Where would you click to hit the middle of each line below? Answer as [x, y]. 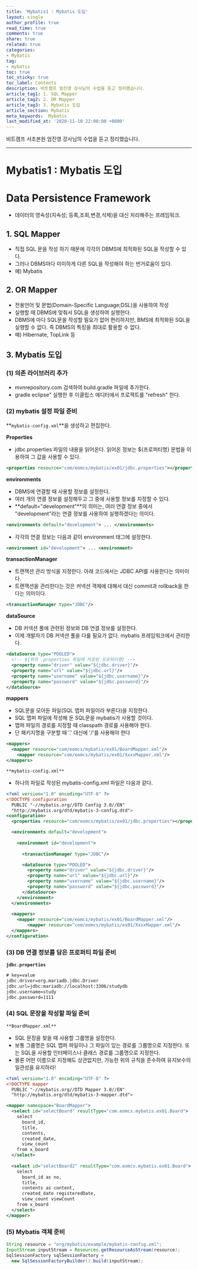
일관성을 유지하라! [35, 1067]
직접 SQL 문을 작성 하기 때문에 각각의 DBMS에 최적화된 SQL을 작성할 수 [98, 249]
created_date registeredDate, [59, 1194]
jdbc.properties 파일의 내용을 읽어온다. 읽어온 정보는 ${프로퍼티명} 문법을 [100, 449]
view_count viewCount [48, 1199]
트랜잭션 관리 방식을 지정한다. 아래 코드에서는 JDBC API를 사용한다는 [94, 571]
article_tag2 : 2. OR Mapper [41, 99]
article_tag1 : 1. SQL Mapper [42, 94]
